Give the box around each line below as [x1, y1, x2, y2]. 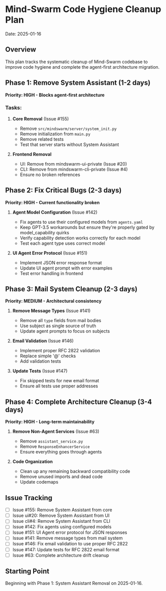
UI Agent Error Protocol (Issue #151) [12, 250, 88, 256]
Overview [5, 45, 37, 54]
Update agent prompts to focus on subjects [20, 328, 110, 334]
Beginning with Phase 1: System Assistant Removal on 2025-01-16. [5, 580, 143, 586]
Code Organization [12, 459, 53, 465]
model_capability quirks [20, 229, 69, 235]
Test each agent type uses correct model [20, 240, 105, 246]
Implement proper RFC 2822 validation [20, 348, 100, 354]
